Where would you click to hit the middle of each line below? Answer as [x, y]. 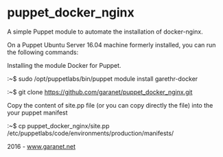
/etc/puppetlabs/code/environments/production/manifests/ [91, 133]
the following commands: [43, 52]
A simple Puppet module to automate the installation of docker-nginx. [105, 32]
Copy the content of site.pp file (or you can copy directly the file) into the [110, 105]
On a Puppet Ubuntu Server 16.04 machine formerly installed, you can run [111, 45]
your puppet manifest [37, 112]
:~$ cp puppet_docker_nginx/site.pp [58, 125]
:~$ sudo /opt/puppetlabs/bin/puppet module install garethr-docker [103, 78]
